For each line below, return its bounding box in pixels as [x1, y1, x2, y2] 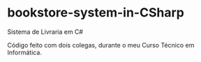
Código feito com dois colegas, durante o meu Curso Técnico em [7, 41, 195, 49]
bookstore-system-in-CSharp [7, 5, 185, 21]
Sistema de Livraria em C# [7, 28, 84, 36]
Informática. [7, 48, 42, 56]
